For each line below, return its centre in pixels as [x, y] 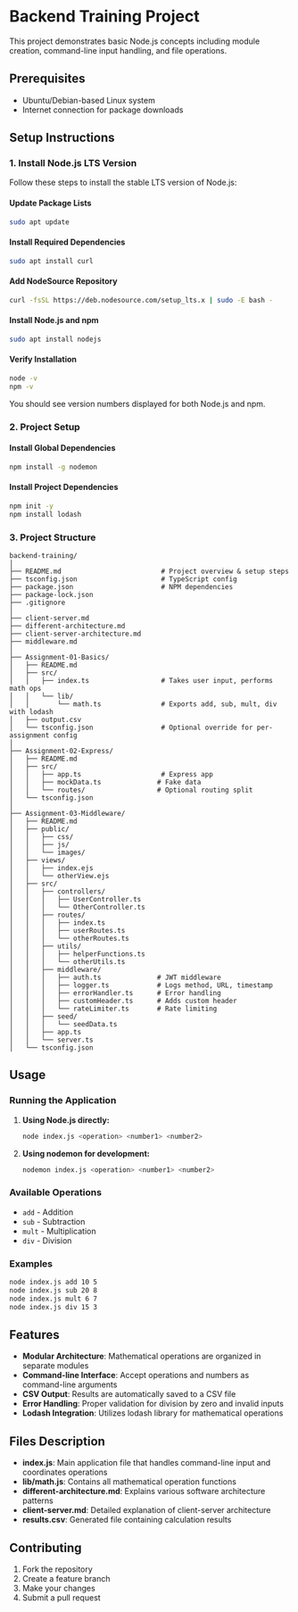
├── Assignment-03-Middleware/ [67, 813]
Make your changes [58, 1588]
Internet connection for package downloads [103, 110]
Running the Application [63, 1101]
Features [34, 1335]
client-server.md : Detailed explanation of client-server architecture [146, 1510]
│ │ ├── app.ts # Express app [112, 774]
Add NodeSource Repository [63, 281]
